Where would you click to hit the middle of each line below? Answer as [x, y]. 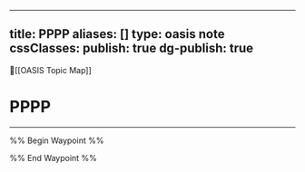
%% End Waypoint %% [53, 158]
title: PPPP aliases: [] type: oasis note [117, 34]
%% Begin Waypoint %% [57, 140]
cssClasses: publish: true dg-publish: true [132, 48]
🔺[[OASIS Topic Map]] [51, 70]
